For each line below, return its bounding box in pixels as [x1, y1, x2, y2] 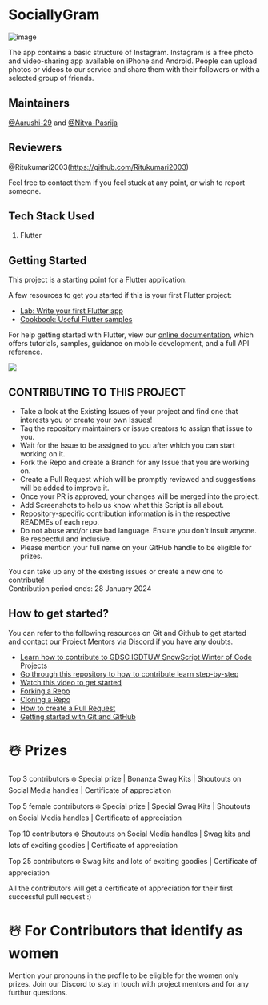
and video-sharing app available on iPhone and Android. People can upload [8, 56, 258, 66]
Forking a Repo [19, 686, 70, 696]
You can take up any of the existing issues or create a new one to [8, 567, 224, 576]
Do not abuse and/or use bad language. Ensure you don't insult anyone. [19, 526, 258, 535]
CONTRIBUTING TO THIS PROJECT [8, 385, 186, 399]
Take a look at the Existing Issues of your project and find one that [19, 407, 238, 416]
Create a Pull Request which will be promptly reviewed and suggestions [19, 475, 256, 484]
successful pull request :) [8, 891, 92, 902]
